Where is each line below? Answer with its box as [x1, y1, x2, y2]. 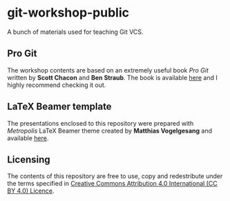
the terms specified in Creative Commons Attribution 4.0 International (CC [7, 180, 218, 188]
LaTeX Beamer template [7, 101, 112, 113]
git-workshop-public [7, 5, 130, 21]
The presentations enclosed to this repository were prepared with [7, 119, 194, 127]
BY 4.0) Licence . [7, 186, 55, 195]
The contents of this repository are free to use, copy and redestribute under [7, 172, 223, 180]
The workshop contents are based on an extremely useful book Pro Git [7, 66, 209, 74]
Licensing [7, 153, 50, 165]
